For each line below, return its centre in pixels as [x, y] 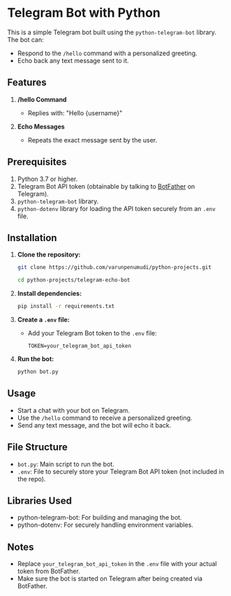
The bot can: [25, 39]
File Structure [37, 448]
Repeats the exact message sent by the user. [92, 140]
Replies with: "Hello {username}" [75, 112]
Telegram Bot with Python [84, 13]
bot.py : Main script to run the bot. [66, 464]
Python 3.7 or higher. [47, 179]
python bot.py [38, 372]
